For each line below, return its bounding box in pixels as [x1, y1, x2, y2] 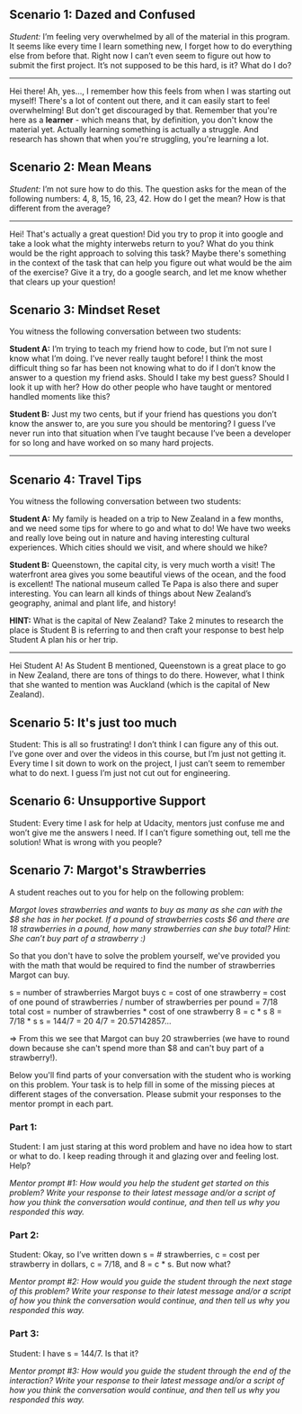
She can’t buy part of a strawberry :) [9, 932, 147, 943]
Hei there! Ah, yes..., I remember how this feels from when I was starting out [9, 86, 291, 96]
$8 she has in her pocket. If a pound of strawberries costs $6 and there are [9, 914, 290, 924]
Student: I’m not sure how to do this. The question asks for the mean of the [9, 184, 287, 194]
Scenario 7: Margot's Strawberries [9, 863, 207, 878]
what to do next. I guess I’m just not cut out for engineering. [9, 768, 231, 779]
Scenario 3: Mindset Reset [9, 302, 161, 318]
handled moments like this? [9, 392, 111, 402]
